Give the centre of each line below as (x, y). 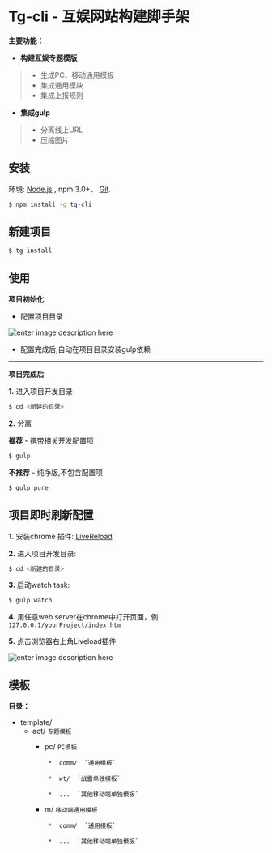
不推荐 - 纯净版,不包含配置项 (56, 472)
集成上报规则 (62, 95)
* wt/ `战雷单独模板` (85, 779)
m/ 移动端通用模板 (71, 810)
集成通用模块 (62, 85)
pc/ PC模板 (61, 747)
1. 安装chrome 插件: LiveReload (61, 536)
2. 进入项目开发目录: (42, 553)
